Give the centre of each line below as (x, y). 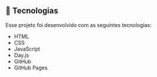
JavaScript (27, 49)
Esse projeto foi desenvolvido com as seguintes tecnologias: (78, 25)
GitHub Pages (31, 68)
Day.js (21, 55)
